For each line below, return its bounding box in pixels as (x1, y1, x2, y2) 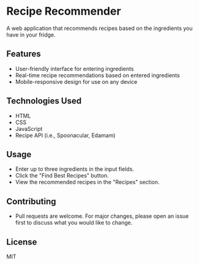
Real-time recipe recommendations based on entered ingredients (15, 72, 180, 79)
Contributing (6, 196, 56, 206)
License (6, 237, 37, 247)
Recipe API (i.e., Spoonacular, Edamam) (15, 132, 116, 139)
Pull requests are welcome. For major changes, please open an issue (15, 212, 189, 220)
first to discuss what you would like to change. (15, 219, 133, 226)
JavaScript (15, 125, 43, 132)
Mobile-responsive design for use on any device (15, 78, 138, 85)
